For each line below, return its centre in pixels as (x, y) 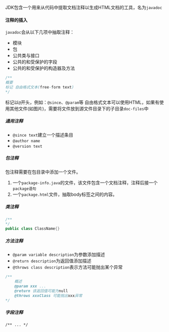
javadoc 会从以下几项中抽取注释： (40, 32)
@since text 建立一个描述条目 (43, 135)
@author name (26, 141)
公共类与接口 (26, 56)
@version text (27, 146)
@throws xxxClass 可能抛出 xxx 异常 (48, 296)
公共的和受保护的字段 (35, 62)
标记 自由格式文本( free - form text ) (40, 87)
